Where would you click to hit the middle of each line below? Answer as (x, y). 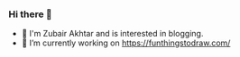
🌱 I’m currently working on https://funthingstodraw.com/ (126, 43)
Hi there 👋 (31, 14)
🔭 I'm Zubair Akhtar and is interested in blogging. (112, 34)
